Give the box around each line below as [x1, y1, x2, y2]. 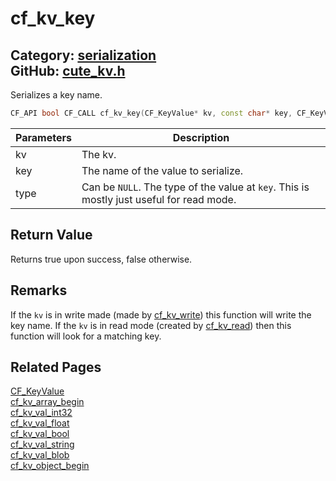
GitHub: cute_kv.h [10, 62, 126, 79]
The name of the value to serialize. [81, 163, 244, 177]
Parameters [15, 130, 72, 144]
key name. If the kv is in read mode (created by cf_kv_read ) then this [10, 319, 292, 331]
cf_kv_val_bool [10, 428, 70, 440]
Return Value [10, 227, 93, 244]
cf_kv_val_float [10, 417, 70, 429]
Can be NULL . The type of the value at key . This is [81, 180, 310, 194]
